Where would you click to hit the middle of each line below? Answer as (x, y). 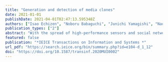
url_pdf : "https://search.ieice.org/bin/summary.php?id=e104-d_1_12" (79, 47)
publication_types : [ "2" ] (32, 28)
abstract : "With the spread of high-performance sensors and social (78, 33)
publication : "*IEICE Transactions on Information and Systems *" (76, 42)
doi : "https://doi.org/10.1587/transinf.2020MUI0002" (62, 51)
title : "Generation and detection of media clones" (60, 10)
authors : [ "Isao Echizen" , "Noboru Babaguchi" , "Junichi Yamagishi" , (79, 24)
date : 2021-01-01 (23, 14)
